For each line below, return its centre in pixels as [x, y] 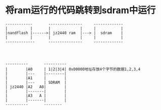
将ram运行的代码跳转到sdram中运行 [80, 10]
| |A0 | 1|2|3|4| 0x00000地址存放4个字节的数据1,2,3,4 [73, 69]
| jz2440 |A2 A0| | [36, 87]
